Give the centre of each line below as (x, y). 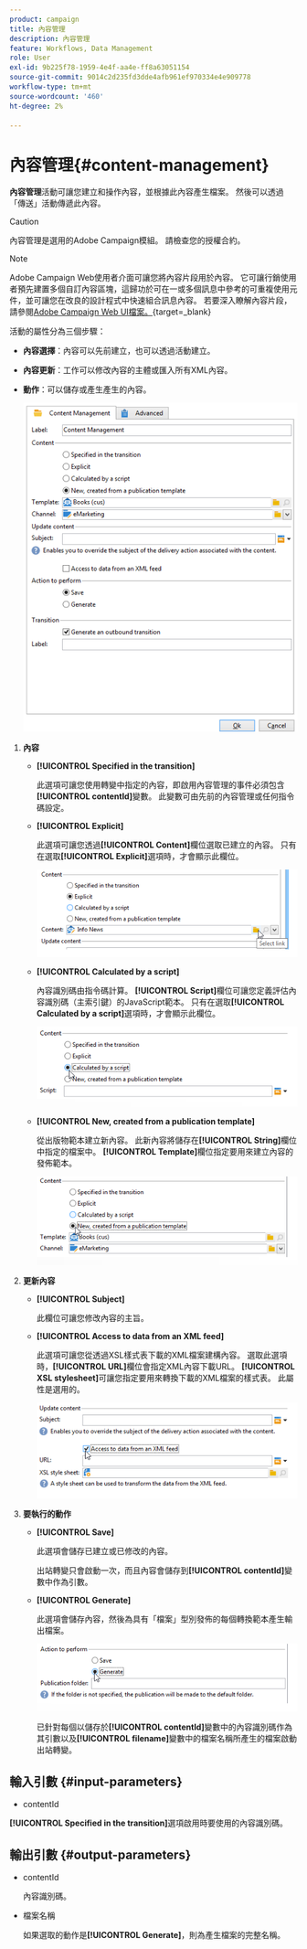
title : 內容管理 (37, 29)
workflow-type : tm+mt (51, 87)
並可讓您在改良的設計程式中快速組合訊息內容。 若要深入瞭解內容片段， (159, 301)
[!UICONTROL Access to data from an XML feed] (130, 1337)
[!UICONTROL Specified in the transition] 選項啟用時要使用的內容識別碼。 (148, 1823)
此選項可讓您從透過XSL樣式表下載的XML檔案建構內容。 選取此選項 (162, 1355)
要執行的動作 (47, 1514)
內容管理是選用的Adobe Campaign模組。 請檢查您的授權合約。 (127, 240)
